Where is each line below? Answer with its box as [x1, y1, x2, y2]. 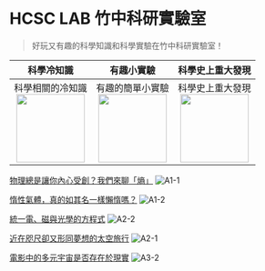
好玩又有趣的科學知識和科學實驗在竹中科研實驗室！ [31, 40, 224, 51]
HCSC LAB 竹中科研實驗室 [9, 8, 207, 29]
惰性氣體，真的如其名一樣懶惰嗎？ [9, 194, 138, 205]
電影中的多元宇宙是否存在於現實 [9, 252, 129, 263]
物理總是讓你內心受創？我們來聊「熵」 [9, 175, 153, 186]
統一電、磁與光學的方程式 [9, 213, 106, 224]
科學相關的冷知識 [14, 81, 88, 94]
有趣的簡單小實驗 [96, 81, 170, 94]
